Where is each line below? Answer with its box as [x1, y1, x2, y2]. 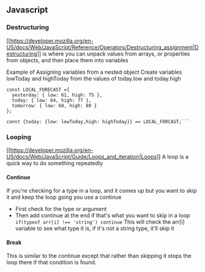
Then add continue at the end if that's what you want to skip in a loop [15, 212, 190, 219]
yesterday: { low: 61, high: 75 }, [12, 91, 103, 98]
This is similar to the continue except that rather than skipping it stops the [6, 252, 192, 260]
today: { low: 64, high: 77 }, [12, 97, 92, 103]
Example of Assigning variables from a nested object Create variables [6, 68, 182, 76]
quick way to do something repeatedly [6, 159, 103, 166]
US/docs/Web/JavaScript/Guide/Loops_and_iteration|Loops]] [6, 152, 161, 160]
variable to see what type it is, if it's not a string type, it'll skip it [15, 225, 174, 232]
